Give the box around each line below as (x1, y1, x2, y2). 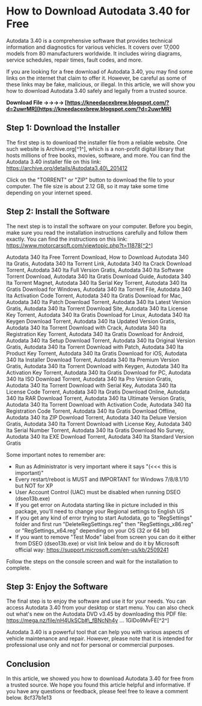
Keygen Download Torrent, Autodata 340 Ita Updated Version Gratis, (6, 317, 176, 325)
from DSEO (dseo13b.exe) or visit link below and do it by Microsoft (14, 539, 179, 547)
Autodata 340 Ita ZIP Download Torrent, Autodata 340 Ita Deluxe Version (6, 413, 187, 421)
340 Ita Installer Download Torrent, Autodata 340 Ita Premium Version (6, 356, 179, 363)
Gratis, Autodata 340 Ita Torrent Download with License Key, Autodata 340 (6, 420, 192, 427)
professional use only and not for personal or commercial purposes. (6, 641, 174, 649)
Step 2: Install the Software (6, 206, 110, 217)
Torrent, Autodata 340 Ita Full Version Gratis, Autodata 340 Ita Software (6, 266, 184, 273)
